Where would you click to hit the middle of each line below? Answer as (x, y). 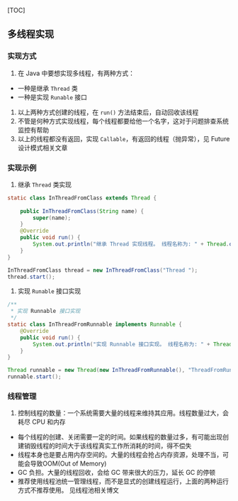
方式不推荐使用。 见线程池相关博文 (68, 490)
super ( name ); (52, 218)
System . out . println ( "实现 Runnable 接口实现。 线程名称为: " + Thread (132, 344)
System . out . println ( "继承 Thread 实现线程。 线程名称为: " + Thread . (131, 244)
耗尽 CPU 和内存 (41, 422)
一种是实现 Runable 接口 (52, 97)
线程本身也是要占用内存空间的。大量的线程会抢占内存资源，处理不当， (120, 455)
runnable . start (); (34, 377)
